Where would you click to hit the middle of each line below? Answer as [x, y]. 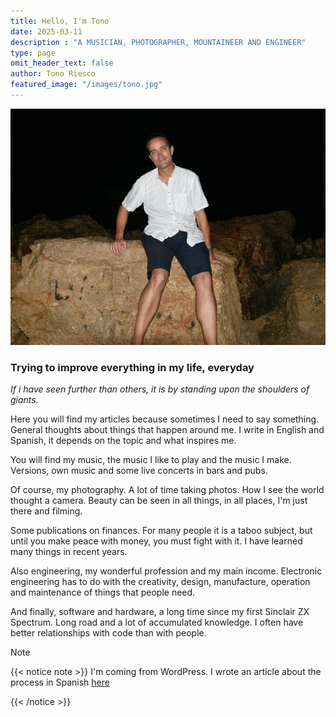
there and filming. [46, 511]
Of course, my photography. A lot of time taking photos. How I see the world [167, 490]
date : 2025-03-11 [46, 31]
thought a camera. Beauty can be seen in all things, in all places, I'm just [159, 501]
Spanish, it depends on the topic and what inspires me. [123, 441]
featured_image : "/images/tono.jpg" [86, 85]
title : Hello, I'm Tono [60, 21]
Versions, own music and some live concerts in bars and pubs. [139, 471]
